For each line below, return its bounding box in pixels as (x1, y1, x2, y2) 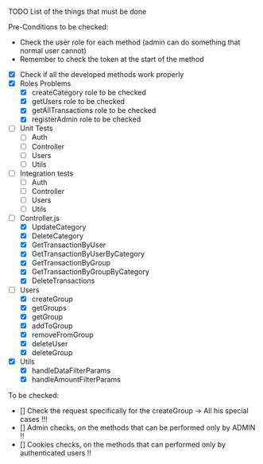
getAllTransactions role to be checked (31, 106, 157, 115)
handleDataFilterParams (31, 365, 111, 376)
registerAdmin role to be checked (31, 114, 141, 124)
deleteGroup (31, 347, 73, 357)
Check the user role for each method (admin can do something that (19, 37, 241, 47)
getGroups (31, 303, 68, 312)
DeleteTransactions (31, 276, 95, 285)
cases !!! (19, 415, 48, 424)
